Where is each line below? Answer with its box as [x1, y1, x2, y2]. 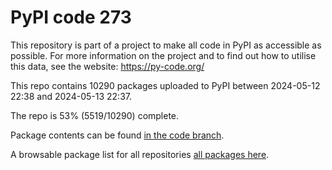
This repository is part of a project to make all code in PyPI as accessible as [10, 39, 322, 51]
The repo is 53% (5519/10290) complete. [10, 109, 180, 121]
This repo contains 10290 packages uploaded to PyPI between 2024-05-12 [10, 79, 321, 91]
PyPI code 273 [10, 6, 132, 29]
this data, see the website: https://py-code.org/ [10, 60, 205, 72]
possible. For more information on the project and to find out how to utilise [10, 49, 317, 61]
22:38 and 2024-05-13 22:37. [10, 90, 132, 102]
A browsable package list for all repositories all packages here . [10, 148, 270, 160]
